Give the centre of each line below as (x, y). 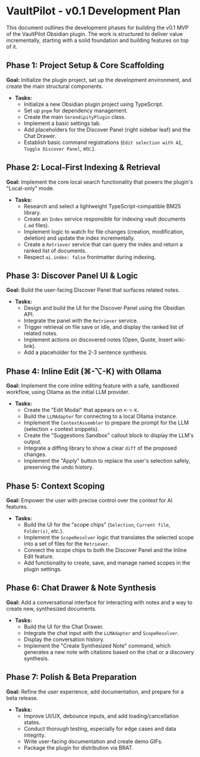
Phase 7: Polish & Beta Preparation (72, 677)
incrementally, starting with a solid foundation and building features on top (98, 40)
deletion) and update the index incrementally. (79, 238)
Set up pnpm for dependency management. (76, 110)
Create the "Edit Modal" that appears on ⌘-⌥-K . (81, 410)
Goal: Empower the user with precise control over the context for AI (90, 500)
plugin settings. (43, 569)
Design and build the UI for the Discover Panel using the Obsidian (104, 308)
